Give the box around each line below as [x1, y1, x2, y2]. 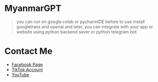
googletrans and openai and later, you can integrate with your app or [16, 23, 153, 29]
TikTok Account [11, 67, 43, 72]
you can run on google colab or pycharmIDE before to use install [16, 19, 145, 24]
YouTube [11, 71, 29, 77]
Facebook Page [11, 61, 43, 67]
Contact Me [4, 46, 53, 57]
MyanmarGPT [4, 3, 61, 14]
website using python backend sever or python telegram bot [16, 29, 137, 35]
